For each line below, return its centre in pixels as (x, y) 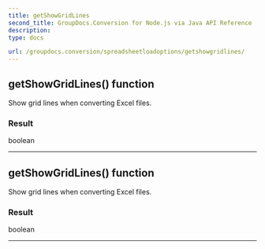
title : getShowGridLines (49, 15)
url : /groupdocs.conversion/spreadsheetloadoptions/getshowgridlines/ (127, 52)
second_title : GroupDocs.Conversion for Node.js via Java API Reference (130, 23)
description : (30, 30)
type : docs (26, 38)
